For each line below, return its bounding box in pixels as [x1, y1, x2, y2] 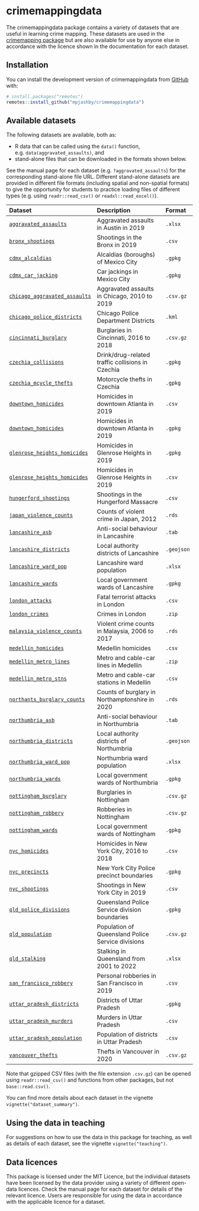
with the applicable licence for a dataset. [6, 1198, 105, 1205]
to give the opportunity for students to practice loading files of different [6, 186, 181, 193]
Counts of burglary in [97, 688, 156, 696]
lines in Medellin [97, 661, 142, 670]
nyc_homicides [9, 848, 49, 854]
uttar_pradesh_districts [9, 1001, 79, 1008]
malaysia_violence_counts [9, 628, 82, 635]
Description [97, 206, 131, 215]
